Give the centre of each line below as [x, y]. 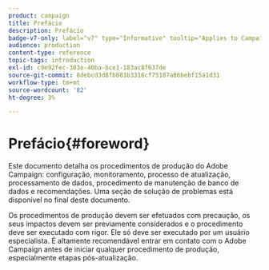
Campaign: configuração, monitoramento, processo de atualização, [119, 175]
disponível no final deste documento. [69, 200]
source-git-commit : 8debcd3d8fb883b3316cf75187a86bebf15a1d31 [114, 75]
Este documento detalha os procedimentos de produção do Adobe [118, 166]
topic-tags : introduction [51, 61]
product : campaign [39, 16]
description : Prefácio [46, 30]
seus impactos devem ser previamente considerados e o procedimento [126, 224]
